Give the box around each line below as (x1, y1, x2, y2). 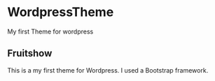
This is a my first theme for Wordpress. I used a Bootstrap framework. (7, 66, 209, 74)
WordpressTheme (7, 4, 114, 20)
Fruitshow (7, 47, 53, 59)
